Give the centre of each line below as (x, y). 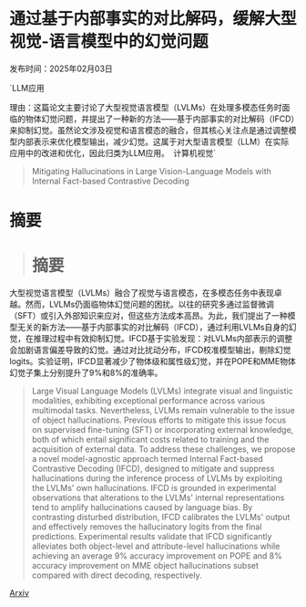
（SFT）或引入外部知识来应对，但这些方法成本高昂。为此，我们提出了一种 (149, 316)
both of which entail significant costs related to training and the (150, 440)
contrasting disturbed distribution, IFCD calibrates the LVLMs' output (161, 518)
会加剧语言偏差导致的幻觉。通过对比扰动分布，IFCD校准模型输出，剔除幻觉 (150, 350)
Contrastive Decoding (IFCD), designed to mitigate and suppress (153, 469)
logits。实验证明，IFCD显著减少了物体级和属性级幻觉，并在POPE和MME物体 (153, 361)
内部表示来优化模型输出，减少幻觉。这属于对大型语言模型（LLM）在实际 (153, 141)
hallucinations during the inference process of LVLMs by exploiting (157, 478)
